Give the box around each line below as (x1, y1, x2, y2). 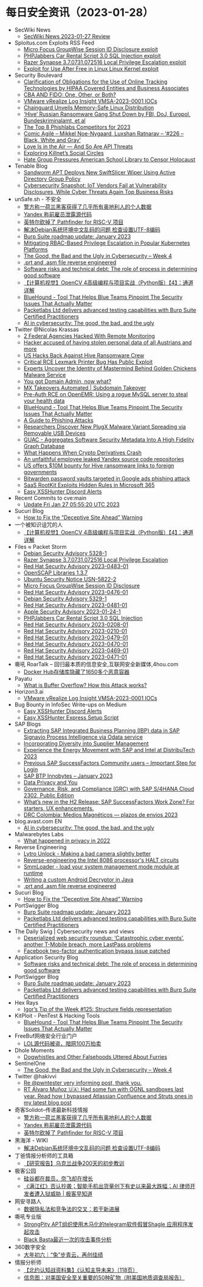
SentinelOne (14, 1059, 46, 1067)
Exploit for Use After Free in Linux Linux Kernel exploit (23, 65, 159, 72)
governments (23, 468, 57, 476)
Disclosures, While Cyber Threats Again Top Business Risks (23, 188, 174, 195)
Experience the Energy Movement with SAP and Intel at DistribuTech (23, 746, 195, 753)
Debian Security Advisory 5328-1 (23, 550, 107, 557)
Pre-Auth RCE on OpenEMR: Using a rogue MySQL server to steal (23, 390, 188, 398)
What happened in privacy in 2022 (23, 837, 111, 844)
